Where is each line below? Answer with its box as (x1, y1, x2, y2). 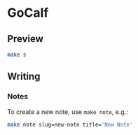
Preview (7, 33, 44, 45)
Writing (7, 71, 41, 83)
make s (7, 51, 27, 58)
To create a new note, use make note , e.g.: (7, 107, 128, 116)
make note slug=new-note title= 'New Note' (7, 121, 133, 128)
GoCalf (7, 5, 49, 21)
